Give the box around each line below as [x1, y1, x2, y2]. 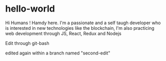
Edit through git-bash [5, 40, 49, 46]
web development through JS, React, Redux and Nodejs [5, 30, 122, 36]
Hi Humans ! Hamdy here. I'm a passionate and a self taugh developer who [5, 20, 161, 26]
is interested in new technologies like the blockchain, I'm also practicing [5, 25, 155, 31]
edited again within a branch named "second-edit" [5, 50, 110, 56]
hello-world [5, 3, 56, 15]
